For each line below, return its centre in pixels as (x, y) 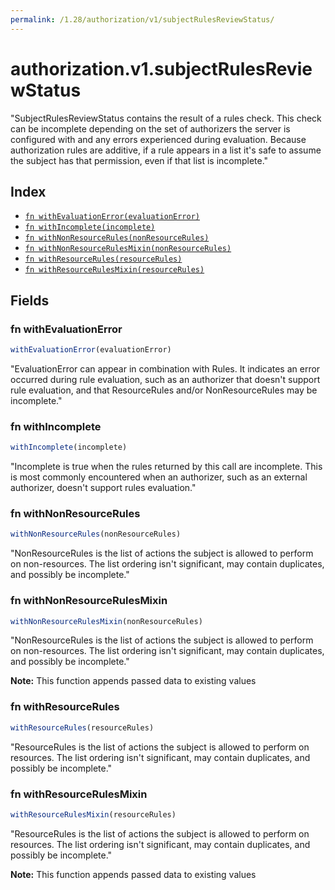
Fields (30, 300)
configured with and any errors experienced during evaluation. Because (158, 139)
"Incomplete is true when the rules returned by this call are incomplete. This (166, 467)
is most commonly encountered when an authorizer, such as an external (159, 477)
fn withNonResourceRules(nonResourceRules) (117, 238)
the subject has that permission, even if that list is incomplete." (139, 160)
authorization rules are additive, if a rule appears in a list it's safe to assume (166, 150)
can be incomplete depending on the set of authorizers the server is (150, 128)
